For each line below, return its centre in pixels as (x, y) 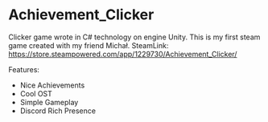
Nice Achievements (52, 85)
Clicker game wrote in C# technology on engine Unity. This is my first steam (134, 37)
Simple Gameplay (49, 102)
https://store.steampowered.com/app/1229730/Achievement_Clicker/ (123, 54)
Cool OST (36, 93)
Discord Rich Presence (58, 111)
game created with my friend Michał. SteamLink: (89, 45)
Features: (24, 69)
